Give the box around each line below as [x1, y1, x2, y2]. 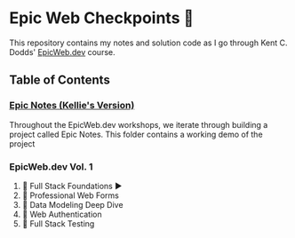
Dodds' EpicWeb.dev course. [9, 46, 116, 57]
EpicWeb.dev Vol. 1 [9, 160, 93, 172]
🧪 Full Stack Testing [21, 218, 95, 229]
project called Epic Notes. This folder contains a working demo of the [9, 129, 264, 139]
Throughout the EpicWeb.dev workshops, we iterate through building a [9, 119, 268, 130]
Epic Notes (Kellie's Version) [9, 99, 135, 112]
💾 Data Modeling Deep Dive [21, 199, 124, 210]
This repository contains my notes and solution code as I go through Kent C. [9, 37, 288, 48]
